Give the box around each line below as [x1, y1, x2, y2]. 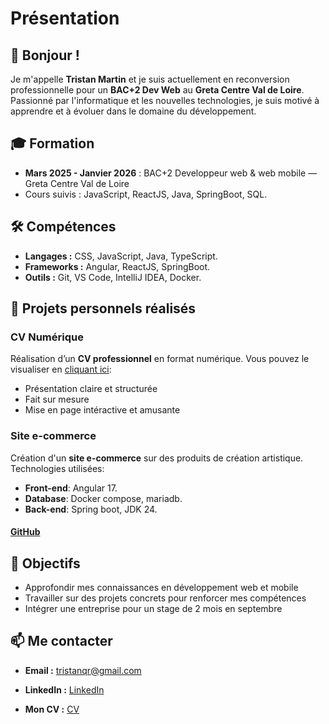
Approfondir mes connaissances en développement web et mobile [24, 582, 299, 594]
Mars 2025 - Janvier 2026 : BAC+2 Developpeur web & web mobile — [24, 167, 318, 179]
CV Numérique [10, 330, 84, 344]
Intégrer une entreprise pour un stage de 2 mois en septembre [24, 603, 283, 615]
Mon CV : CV [24, 703, 80, 715]
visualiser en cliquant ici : [10, 363, 112, 376]
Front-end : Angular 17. [24, 482, 118, 494]
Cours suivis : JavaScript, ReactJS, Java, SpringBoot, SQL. [24, 188, 268, 200]
